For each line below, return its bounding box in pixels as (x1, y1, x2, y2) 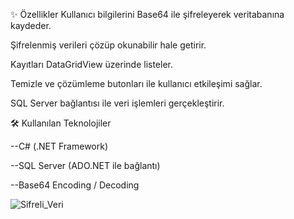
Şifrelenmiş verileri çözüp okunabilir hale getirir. (10, 39, 207, 51)
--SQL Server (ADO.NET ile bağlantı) (10, 160, 161, 171)
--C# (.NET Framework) (10, 140, 109, 152)
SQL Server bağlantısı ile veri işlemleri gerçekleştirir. (10, 97, 225, 109)
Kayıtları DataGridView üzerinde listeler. (10, 59, 173, 70)
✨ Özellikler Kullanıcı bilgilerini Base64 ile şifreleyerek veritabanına (10, 9, 285, 20)
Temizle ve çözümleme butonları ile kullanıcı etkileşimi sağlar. (10, 78, 263, 89)
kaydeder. (10, 20, 52, 31)
